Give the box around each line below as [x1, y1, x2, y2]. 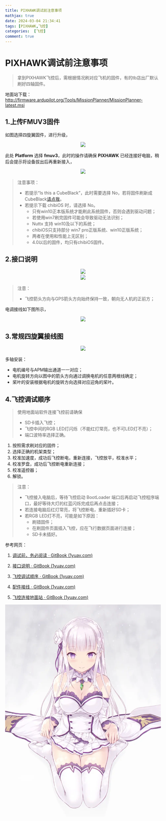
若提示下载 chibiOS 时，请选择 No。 [24, 202, 98, 208]
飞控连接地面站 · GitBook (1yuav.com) [12, 594, 89, 600]
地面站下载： [5, 91, 31, 97]
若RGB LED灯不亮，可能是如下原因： [24, 513, 100, 519]
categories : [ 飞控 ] [5, 29, 46, 34]
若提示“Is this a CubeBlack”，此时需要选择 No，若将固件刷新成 [24, 190, 153, 196]
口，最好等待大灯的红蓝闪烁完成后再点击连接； [24, 500, 120, 506]
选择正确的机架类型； [12, 449, 56, 454]
